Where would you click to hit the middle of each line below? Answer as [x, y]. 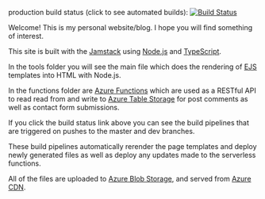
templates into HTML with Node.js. [65, 75]
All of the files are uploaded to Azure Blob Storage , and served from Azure [130, 179]
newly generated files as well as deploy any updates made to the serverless [132, 155]
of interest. [26, 36]
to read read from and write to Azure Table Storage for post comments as [128, 99]
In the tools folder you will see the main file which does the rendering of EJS [133, 67]
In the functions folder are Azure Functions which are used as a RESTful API [132, 90]
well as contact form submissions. [64, 107]
